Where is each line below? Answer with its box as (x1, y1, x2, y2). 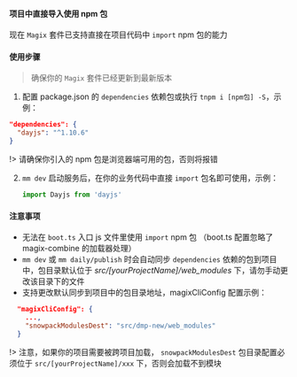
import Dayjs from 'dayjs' (21, 190, 122, 199)
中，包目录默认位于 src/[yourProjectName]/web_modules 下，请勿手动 (21, 265, 281, 276)
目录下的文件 (37, 276, 85, 287)
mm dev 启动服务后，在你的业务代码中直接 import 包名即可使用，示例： (21, 173, 279, 183)
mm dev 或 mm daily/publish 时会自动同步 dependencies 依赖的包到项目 (21, 254, 277, 265)
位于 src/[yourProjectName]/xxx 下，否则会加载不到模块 (16, 358, 222, 368)
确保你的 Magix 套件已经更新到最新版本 (30, 73, 173, 83)
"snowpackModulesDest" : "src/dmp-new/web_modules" (25, 321, 216, 330)
